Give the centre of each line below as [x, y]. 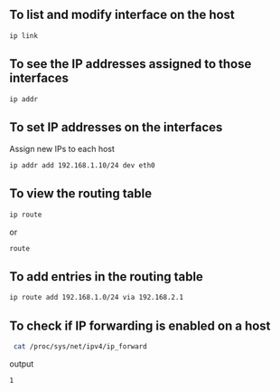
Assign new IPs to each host [62, 149]
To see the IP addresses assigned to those [131, 64]
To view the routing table [80, 194]
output [22, 364]
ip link [24, 35]
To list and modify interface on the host [122, 15]
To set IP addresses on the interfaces [116, 127]
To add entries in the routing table [106, 277]
